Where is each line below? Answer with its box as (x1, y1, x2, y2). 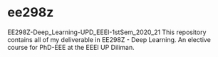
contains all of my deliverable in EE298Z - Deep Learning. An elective (7, 35, 212, 43)
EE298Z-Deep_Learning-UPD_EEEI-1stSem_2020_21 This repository (7, 28, 207, 36)
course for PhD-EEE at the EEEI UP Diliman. (7, 43, 135, 51)
